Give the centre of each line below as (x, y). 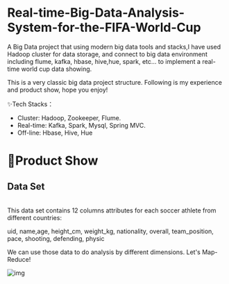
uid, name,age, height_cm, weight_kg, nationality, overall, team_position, (110, 231)
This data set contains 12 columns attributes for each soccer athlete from (112, 210)
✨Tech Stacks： (31, 104)
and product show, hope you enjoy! (58, 90)
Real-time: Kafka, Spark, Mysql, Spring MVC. (81, 125)
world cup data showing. (57, 69)
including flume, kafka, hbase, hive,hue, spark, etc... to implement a (104, 61)
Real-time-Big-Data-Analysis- (96, 13)
